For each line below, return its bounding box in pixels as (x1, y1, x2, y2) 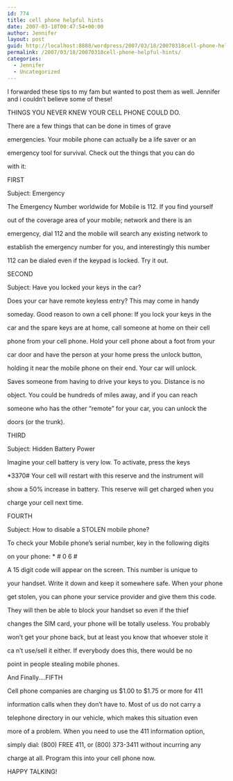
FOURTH (7, 512, 33, 520)
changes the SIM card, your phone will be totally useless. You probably (7, 619, 210, 628)
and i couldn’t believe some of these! (7, 94, 113, 103)
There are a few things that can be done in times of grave (7, 121, 171, 130)
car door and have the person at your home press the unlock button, (7, 350, 202, 358)
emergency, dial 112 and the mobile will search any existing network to (7, 229, 208, 237)
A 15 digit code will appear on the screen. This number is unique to (7, 565, 198, 573)
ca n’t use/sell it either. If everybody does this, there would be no (7, 646, 193, 655)
